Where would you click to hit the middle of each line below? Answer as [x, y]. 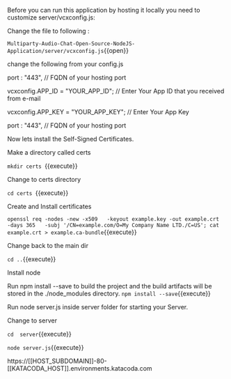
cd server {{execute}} [39, 334]
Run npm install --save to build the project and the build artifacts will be [110, 286]
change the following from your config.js [65, 64]
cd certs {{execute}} [38, 193]
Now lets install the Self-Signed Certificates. [71, 139]
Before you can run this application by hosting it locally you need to [104, 10]
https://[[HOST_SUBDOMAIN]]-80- [57, 361]
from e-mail [24, 98]
